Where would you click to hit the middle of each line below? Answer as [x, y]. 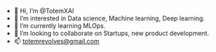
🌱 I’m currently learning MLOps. [60, 26]
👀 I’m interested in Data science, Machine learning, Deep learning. [109, 18]
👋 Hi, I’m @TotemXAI [44, 11]
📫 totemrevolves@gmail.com [56, 41]
